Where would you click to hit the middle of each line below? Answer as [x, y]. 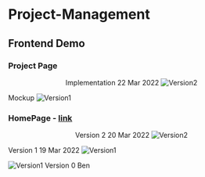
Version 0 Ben [67, 165]
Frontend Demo [47, 43]
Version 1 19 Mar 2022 [44, 150]
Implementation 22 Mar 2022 [112, 82]
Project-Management [79, 14]
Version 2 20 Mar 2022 [112, 135]
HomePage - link [40, 117]
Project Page [33, 66]
